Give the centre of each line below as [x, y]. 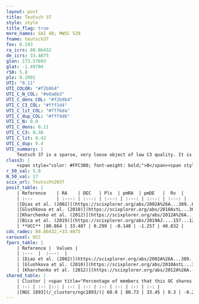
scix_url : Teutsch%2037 [36, 182]
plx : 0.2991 [21, 77]
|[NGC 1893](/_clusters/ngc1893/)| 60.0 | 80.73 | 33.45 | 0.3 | [99, 292]
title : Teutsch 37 [29, 17]
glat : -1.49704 [25, 67]
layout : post [22, 12]
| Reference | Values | [47, 248]
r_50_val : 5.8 [24, 171]
